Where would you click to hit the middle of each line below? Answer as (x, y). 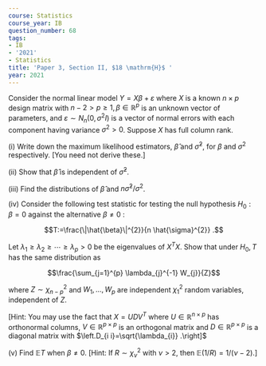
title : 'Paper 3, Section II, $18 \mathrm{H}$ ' (90, 68)
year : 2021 (26, 75)
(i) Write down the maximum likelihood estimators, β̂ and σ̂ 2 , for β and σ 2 (127, 146)
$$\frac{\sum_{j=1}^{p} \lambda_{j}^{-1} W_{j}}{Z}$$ (134, 273)
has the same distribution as (55, 257)
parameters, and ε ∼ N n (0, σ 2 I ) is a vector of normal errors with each (121, 118)
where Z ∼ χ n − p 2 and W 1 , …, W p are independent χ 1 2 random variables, (126, 290)
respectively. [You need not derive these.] (77, 155)
